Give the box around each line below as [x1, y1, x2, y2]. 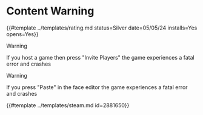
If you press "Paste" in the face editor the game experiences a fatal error [6, 83, 188, 91]
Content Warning [6, 4, 95, 18]
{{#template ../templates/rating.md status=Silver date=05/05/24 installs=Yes [6, 24, 198, 31]
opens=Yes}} [6, 30, 39, 37]
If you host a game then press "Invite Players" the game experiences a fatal [6, 54, 195, 61]
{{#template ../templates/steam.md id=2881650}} [6, 101, 130, 109]
